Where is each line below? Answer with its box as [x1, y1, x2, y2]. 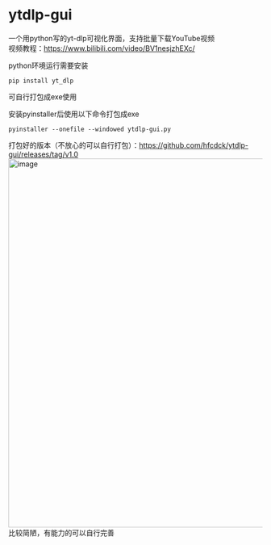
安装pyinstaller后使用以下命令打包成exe [8, 109, 140, 119]
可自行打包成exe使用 [8, 91, 77, 102]
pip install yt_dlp [8, 77, 74, 85]
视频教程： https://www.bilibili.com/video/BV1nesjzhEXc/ [8, 43, 195, 53]
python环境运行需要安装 [8, 61, 89, 70]
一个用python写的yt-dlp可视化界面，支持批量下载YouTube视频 [8, 33, 215, 43]
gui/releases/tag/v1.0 [8, 149, 79, 159]
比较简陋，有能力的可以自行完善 [8, 527, 115, 538]
